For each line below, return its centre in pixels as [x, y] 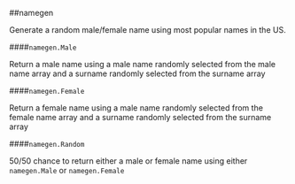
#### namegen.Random [47, 144]
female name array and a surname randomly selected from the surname [140, 117]
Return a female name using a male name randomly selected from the [136, 108]
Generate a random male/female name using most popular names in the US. [147, 30]
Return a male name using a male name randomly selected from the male [143, 64]
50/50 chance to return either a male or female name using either [128, 161]
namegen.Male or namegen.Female [67, 170]
